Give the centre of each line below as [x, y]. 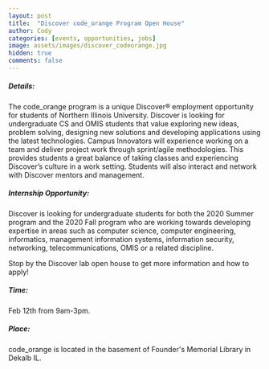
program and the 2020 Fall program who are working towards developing [130, 222]
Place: [19, 329]
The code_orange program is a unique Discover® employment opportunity [131, 106]
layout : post [30, 16]
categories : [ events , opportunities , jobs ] [82, 38]
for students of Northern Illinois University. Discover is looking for [116, 115]
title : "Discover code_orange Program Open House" [96, 23]
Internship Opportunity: [49, 193]
